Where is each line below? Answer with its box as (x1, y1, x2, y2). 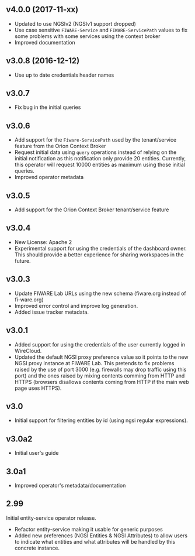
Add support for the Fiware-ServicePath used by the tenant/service (14, 136, 177, 143)
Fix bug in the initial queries (14, 104, 81, 111)
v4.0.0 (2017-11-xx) (6, 5, 79, 15)
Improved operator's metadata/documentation (14, 482, 126, 489)
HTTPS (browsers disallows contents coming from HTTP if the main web (14, 378, 189, 385)
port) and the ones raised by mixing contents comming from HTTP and (14, 372, 185, 379)
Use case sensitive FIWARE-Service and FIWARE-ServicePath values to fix (14, 26, 188, 33)
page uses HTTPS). (14, 385, 62, 392)
